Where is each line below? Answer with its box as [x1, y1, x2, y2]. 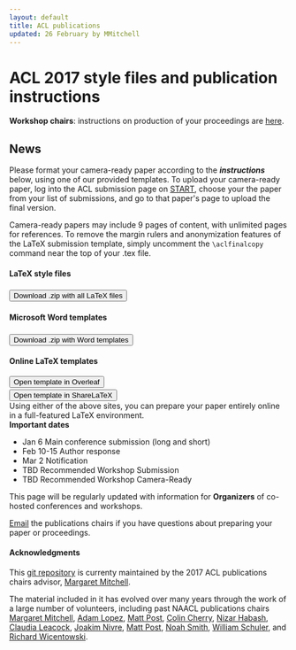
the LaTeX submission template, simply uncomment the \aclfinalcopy [9, 238, 264, 249]
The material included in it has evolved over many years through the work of [9, 593, 287, 604]
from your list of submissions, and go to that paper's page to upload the [9, 193, 271, 204]
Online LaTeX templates [9, 356, 99, 367]
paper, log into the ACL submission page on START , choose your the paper [9, 183, 282, 195]
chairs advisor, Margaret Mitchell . [9, 576, 131, 587]
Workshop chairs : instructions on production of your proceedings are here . [9, 116, 285, 127]
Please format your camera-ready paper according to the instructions [9, 165, 265, 175]
